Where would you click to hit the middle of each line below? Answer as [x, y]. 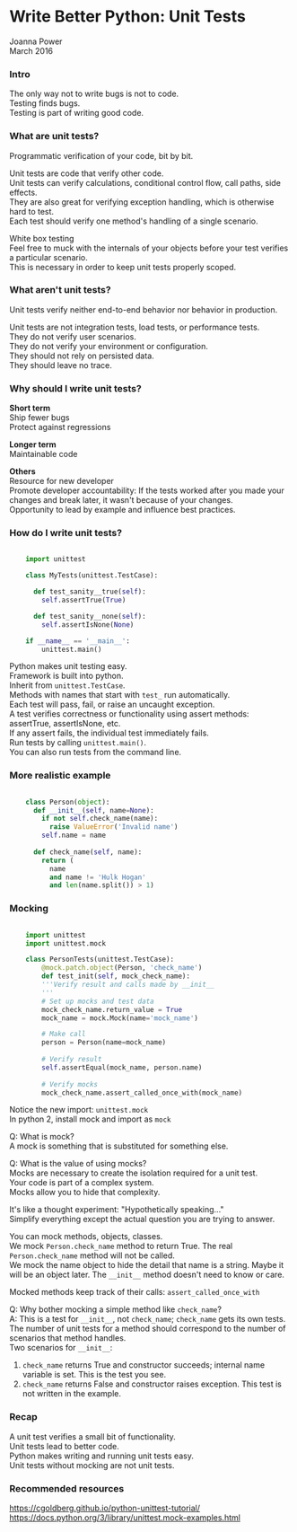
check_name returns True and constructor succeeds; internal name [144, 1365]
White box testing [42, 238]
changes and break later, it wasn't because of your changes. [121, 500]
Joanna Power [36, 41]
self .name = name [74, 836]
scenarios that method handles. [68, 1338]
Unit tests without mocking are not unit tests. [92, 1465]
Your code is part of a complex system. [82, 1183]
